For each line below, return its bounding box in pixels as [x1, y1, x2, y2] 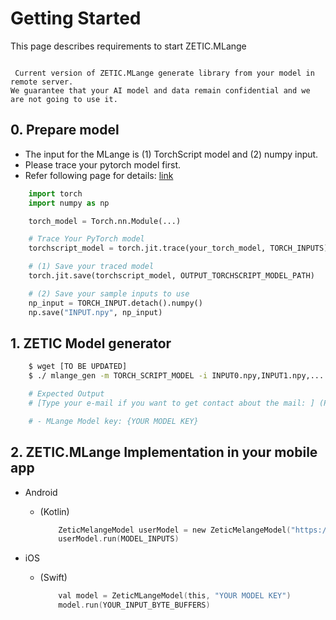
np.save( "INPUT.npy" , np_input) [28, 307, 163, 317]
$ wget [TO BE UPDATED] [28, 362, 128, 372]
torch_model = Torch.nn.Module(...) [28, 216, 182, 226]
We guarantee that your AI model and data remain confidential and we [10, 85, 311, 96]
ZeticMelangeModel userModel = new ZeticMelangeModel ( [58, 525, 292, 535]
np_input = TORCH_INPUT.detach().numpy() [28, 298, 203, 308]
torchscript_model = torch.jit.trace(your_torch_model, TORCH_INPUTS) [28, 243, 329, 254]
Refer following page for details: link [24, 169, 174, 181]
